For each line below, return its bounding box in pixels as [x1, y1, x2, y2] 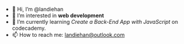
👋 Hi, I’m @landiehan [11, 6, 64, 12]
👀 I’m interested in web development [11, 12, 104, 19]
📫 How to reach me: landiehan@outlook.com [11, 32, 125, 38]
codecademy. [11, 24, 46, 32]
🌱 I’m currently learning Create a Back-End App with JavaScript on [11, 18, 179, 25]
